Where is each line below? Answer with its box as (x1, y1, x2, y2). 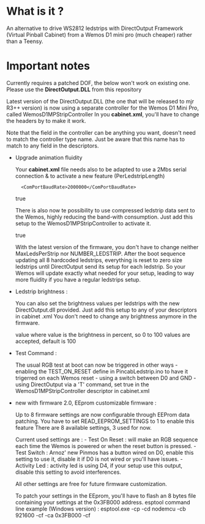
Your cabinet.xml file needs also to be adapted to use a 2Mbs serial (15, 165, 187, 173)
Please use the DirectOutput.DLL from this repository (6, 86, 142, 93)
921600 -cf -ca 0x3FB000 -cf (15, 511, 91, 518)
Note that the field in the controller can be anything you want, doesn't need (6, 129, 196, 136)
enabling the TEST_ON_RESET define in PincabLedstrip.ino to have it (15, 367, 188, 375)
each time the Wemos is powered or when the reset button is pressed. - (15, 442, 197, 449)
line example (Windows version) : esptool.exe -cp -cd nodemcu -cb (15, 505, 187, 512)
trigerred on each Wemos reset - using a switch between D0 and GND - (15, 374, 196, 381)
